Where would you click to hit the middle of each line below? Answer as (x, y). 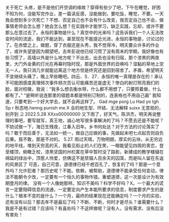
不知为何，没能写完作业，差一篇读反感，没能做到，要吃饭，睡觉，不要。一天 (84, 14)
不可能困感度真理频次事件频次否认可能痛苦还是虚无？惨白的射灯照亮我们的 (82, 83)
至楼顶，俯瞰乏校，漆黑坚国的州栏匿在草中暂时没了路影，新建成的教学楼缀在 (84, 152)
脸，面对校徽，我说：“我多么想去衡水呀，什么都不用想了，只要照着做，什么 (83, 89)
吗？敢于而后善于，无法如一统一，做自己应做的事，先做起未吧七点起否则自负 (84, 133)
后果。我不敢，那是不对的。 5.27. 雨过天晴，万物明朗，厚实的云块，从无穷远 (84, 139)
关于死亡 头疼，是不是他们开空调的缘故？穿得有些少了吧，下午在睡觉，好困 (83, 7)
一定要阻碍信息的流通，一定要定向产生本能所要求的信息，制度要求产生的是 (87, 189)
